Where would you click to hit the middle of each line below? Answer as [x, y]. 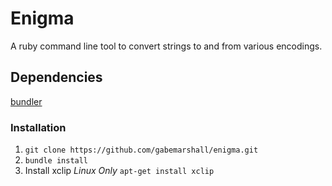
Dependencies [56, 77]
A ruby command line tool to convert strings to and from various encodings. [166, 46]
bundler [26, 101]
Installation [38, 127]
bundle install [56, 161]
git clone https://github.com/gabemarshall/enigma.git [141, 150]
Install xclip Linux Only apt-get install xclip [119, 171]
